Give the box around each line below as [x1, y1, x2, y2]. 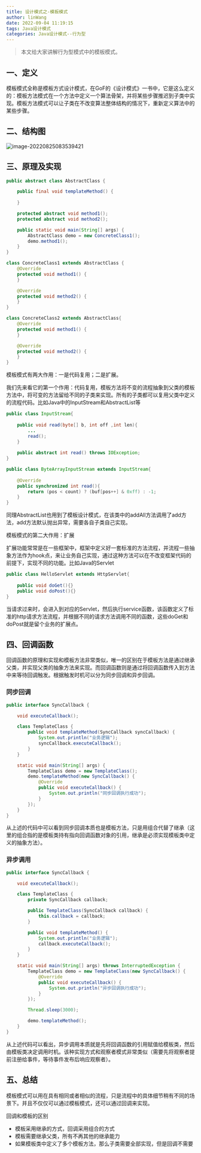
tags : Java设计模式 [6, 25, 51, 32]
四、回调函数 [6, 639, 54, 650]
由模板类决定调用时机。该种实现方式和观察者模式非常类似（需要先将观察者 [6, 1048, 190, 1055]
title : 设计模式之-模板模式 [6, 8, 68, 15]
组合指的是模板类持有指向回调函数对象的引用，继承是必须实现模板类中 [16, 831, 190, 839]
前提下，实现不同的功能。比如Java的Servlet [6, 559, 115, 567]
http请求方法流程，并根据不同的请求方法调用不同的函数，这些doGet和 [16, 612, 188, 620]
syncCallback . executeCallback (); [38, 740, 121, 747]
